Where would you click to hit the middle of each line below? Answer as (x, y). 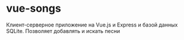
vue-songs (34, 9)
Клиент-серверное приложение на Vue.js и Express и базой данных (92, 25)
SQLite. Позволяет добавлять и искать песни (63, 31)
